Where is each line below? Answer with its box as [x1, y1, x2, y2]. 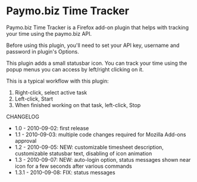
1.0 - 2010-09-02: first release [14, 124, 89, 131]
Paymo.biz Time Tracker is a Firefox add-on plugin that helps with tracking [6, 24, 189, 31]
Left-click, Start [14, 95, 54, 102]
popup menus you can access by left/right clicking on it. [6, 65, 144, 73]
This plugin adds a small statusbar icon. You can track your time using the [6, 59, 187, 67]
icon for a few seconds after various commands [14, 162, 133, 170]
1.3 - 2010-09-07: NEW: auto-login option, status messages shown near [14, 156, 191, 163]
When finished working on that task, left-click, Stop [14, 101, 141, 108]
